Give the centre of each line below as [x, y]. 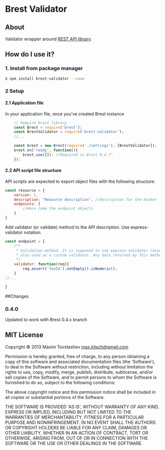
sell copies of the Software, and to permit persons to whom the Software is [81, 377]
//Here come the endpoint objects [58, 209]
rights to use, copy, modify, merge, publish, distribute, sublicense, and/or [79, 372]
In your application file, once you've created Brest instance [65, 113]
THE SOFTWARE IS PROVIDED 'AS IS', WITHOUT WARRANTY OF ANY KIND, [82, 407]
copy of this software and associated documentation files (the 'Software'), [80, 362]
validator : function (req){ [41, 264]
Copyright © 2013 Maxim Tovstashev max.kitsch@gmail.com [67, 347]
